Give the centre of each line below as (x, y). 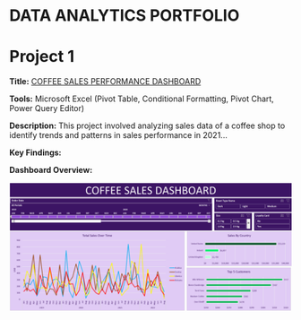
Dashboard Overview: (51, 170)
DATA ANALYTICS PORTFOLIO (125, 16)
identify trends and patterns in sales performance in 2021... (119, 135)
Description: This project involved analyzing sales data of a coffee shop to (147, 125)
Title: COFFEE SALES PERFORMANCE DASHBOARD (105, 82)
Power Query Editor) (47, 108)
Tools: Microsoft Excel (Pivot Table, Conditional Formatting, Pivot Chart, (142, 99)
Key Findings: (35, 152)
